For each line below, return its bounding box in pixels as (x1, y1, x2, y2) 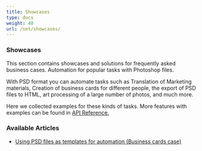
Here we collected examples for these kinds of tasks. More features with (6, 102, 187, 110)
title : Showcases (6, 8, 50, 15)
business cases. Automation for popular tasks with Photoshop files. (6, 66, 174, 73)
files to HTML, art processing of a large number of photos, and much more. (6, 90, 194, 98)
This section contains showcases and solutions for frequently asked (6, 59, 176, 67)
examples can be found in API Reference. (6, 109, 109, 116)
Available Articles (6, 124, 59, 132)
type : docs (6, 15, 34, 21)
